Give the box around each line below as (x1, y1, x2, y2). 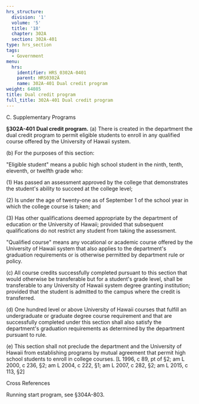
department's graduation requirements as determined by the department (6, 325, 185, 332)
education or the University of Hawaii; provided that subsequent (6, 221, 164, 228)
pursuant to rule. (6, 331, 47, 338)
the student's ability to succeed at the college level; (6, 185, 133, 192)
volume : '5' (11, 20, 42, 26)
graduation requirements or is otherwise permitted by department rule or (6, 251, 185, 258)
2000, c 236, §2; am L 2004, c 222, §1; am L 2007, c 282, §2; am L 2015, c (6, 361, 188, 369)
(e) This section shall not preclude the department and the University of (6, 343, 182, 350)
